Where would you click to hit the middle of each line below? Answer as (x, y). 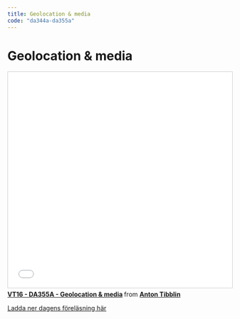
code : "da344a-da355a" (41, 21)
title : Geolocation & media (49, 14)
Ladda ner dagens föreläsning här (57, 308)
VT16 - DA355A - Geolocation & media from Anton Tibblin (94, 294)
